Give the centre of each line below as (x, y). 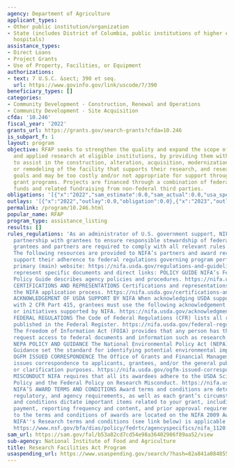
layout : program (31, 143)
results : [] (24, 227)
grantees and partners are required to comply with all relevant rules (120, 247)
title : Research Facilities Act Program (67, 447)
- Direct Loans (29, 53)
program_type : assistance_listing (57, 221)
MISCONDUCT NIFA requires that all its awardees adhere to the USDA (115, 376)
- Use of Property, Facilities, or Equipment (74, 65)
